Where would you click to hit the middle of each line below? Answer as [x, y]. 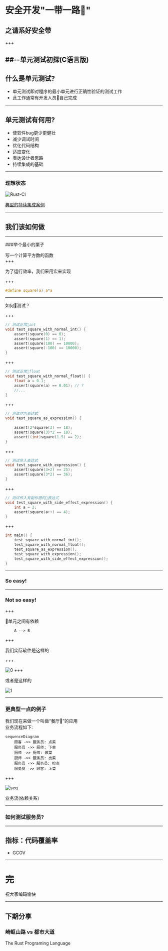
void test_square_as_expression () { [43, 418]
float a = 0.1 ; [30, 381]
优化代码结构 [25, 146]
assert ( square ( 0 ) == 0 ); [40, 334]
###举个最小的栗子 [25, 245]
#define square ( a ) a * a [29, 291]
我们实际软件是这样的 [27, 650]
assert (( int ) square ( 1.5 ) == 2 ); [48, 437]
